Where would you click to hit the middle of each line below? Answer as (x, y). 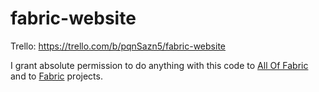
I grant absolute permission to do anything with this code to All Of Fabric (159, 65)
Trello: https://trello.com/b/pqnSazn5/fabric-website (118, 46)
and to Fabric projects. (56, 76)
